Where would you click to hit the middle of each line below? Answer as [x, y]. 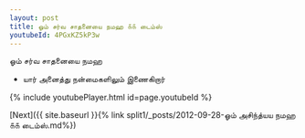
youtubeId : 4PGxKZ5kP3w [55, 35]
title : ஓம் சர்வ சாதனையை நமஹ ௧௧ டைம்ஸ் [86, 27]
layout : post [34, 18]
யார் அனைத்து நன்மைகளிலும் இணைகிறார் [94, 80]
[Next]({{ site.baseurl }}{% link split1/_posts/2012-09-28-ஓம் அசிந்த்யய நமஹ [152, 115]
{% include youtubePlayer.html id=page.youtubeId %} [111, 98]
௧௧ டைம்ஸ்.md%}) [43, 125]
